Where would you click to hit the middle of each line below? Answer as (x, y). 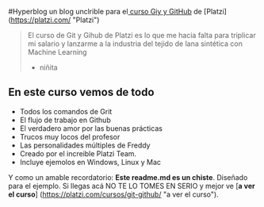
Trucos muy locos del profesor (70, 136)
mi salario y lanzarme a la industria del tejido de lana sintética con (135, 44)
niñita (48, 67)
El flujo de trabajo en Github (65, 120)
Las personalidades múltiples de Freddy (85, 145)
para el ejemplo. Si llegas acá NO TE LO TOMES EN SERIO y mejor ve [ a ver (132, 186)
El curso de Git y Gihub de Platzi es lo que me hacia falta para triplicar (142, 35)
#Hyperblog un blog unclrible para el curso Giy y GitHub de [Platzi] (118, 11)
